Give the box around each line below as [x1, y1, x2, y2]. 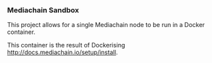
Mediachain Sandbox [7, 5, 80, 15]
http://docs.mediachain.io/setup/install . [7, 48, 118, 56]
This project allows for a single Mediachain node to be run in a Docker [7, 21, 205, 29]
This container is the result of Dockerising [7, 41, 126, 49]
